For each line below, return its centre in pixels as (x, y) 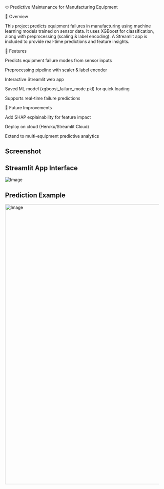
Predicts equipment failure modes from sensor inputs (59, 60)
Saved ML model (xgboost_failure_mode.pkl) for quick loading (67, 89)
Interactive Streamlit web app (35, 79)
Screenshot (23, 152)
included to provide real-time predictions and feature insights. (67, 41)
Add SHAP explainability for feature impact (48, 117)
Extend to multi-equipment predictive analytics (52, 136)
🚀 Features (16, 51)
